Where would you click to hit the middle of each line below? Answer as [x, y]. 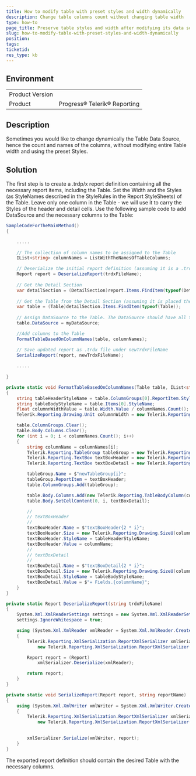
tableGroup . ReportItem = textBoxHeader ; [77, 480]
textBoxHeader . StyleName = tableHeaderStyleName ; [88, 539]
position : [18, 39]
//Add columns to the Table [50, 334]
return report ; [45, 674]
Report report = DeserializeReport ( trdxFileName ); [79, 274]
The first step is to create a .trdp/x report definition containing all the [88, 184]
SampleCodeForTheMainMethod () [43, 226]
